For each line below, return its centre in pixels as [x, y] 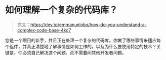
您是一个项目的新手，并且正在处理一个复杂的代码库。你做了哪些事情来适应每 [83, 40]
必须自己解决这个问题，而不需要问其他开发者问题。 [74, 53]
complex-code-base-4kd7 [44, 30]
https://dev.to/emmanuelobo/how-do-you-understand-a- [88, 25]
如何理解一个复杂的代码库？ [62, 10]
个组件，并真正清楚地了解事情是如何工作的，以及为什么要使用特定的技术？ [81, 46]
